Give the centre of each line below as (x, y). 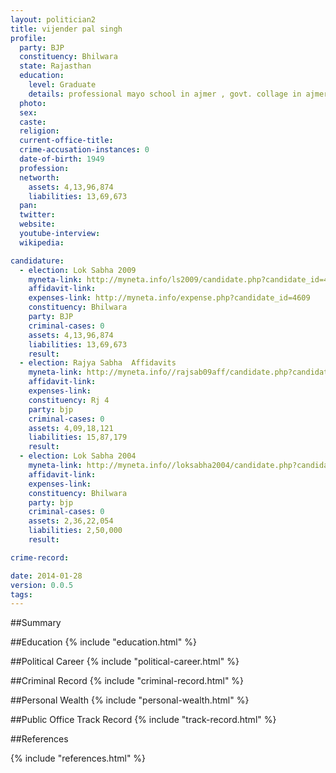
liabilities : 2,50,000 (75, 531)
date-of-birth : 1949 (62, 159)
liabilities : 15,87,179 (78, 437)
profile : (28, 38)
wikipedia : (42, 242)
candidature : (37, 261)
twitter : (37, 215)
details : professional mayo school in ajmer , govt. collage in (165, 94)
